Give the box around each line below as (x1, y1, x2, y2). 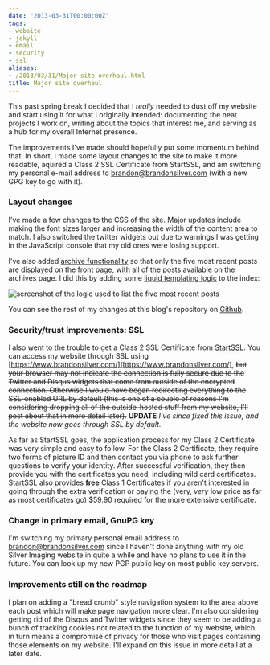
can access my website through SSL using (8, 351, 149, 361)
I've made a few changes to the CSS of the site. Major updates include (8, 215, 242, 224)
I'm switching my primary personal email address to (8, 533, 179, 543)
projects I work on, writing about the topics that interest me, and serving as (8, 118, 257, 128)
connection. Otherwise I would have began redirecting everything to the (8, 385, 247, 395)
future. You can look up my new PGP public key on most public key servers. (8, 559, 260, 569)
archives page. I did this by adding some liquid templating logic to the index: (8, 273, 260, 282)
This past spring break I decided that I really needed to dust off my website (8, 101, 257, 111)
